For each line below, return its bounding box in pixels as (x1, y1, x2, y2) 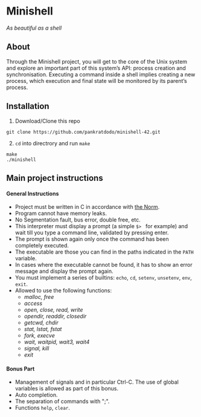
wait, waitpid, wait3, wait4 (24, 338, 90, 346)
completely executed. (14, 242, 69, 249)
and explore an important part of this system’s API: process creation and (6, 64, 186, 71)
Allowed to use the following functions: (14, 287, 112, 294)
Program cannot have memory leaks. (14, 210, 107, 217)
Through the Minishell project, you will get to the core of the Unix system (6, 57, 188, 65)
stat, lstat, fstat (24, 326, 62, 333)
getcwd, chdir (24, 319, 59, 326)
